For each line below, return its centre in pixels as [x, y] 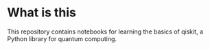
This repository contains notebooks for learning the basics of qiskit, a [105, 32]
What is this [42, 13]
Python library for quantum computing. [62, 38]
